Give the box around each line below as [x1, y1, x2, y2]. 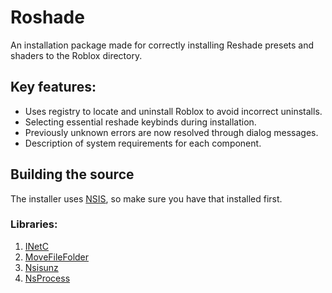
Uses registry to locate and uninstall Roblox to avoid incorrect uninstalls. [24, 105, 323, 117]
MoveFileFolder [24, 251, 90, 263]
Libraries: [10, 217, 58, 231]
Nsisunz [24, 261, 59, 273]
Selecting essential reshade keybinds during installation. [24, 116, 257, 128]
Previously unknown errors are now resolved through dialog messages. [24, 126, 319, 138]
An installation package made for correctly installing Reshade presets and [10, 39, 315, 51]
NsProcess [24, 272, 71, 284]
